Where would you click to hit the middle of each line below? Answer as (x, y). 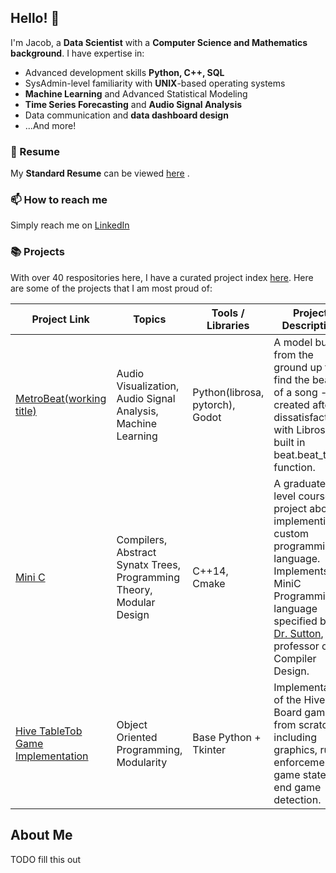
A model (293, 342)
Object (132, 724)
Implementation (52, 756)
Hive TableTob (49, 731)
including (295, 737)
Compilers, (142, 539)
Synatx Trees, (148, 564)
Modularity (142, 762)
